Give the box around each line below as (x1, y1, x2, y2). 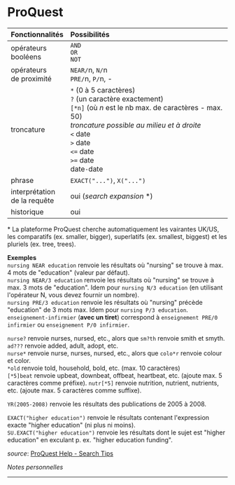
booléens (10, 52, 42, 62)
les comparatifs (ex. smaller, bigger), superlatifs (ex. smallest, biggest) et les (7, 232, 227, 240)
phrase (10, 175, 34, 185)
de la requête (10, 196, 55, 205)
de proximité (10, 74, 52, 83)
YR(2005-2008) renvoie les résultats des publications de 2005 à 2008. (7, 399, 207, 408)
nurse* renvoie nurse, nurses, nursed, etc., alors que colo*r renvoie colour (7, 348, 222, 357)
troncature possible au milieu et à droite (70, 120, 201, 130)
